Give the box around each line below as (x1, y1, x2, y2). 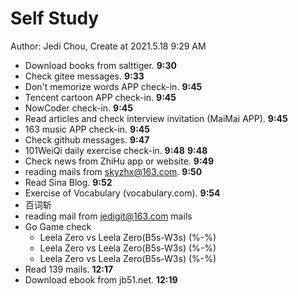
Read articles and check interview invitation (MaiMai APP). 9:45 (24, 112, 288, 124)
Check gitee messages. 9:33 (24, 70, 145, 82)
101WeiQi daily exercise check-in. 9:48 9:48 (24, 144, 208, 156)
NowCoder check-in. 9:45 (24, 102, 134, 114)
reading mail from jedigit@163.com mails (24, 210, 193, 222)
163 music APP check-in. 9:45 (24, 123, 151, 135)
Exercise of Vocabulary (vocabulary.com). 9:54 (24, 187, 221, 199)
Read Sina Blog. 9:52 (24, 176, 113, 188)
